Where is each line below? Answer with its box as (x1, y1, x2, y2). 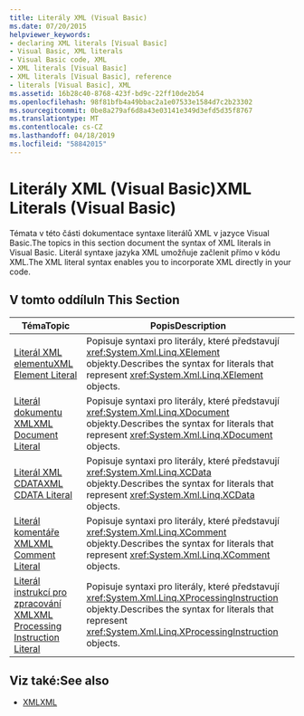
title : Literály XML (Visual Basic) (9, 13, 147, 23)
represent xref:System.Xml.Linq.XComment (86, 549, 271, 561)
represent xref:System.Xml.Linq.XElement (86, 368, 264, 381)
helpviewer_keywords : (9, 30, 91, 39)
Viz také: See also (9, 673, 109, 688)
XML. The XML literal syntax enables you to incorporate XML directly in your (9, 256, 291, 267)
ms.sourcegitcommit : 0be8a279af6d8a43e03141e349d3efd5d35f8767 (9, 106, 253, 115)
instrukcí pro (14, 586, 68, 598)
